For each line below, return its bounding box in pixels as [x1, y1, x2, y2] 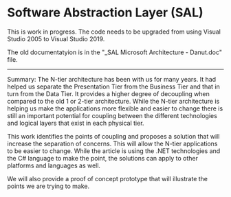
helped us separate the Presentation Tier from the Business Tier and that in [7, 82, 220, 91]
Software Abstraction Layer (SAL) [7, 5, 204, 21]
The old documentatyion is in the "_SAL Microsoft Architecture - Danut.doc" [7, 48, 222, 56]
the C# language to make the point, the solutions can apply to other [7, 154, 198, 162]
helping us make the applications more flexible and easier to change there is [7, 104, 223, 113]
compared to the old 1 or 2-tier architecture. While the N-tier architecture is [7, 97, 220, 105]
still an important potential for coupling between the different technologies [7, 111, 218, 119]
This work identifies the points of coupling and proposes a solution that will [7, 132, 220, 140]
